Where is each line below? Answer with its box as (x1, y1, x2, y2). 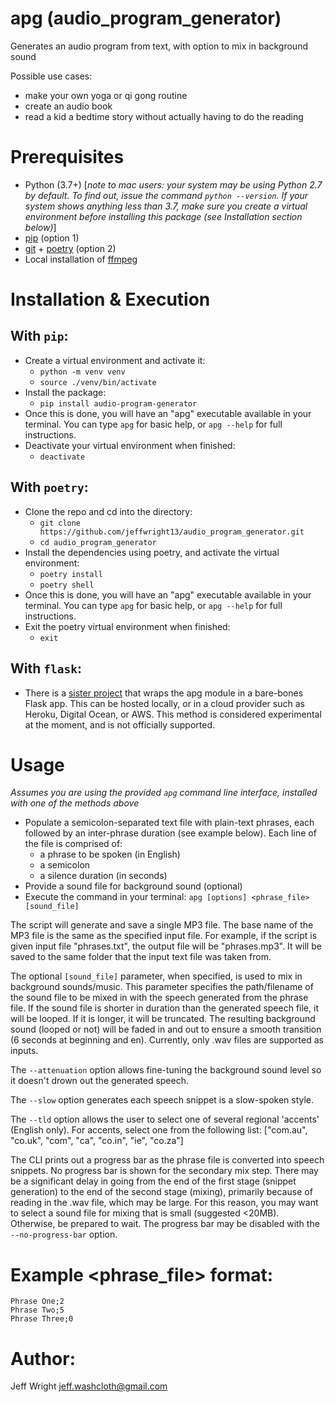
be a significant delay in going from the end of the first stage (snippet (10, 1175, 297, 1187)
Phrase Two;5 (10, 1305, 65, 1316)
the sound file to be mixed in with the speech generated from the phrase (10, 992, 309, 1004)
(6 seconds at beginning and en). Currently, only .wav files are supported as (10, 1034, 324, 1046)
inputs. (10, 1045, 39, 1057)
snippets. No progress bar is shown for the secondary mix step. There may (10, 1165, 319, 1177)
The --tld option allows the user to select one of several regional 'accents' (10, 1113, 320, 1126)
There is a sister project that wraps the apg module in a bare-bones (24, 687, 304, 699)
